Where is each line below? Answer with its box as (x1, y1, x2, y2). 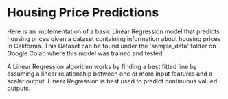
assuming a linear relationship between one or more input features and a (7, 70, 213, 78)
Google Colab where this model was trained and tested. (7, 49, 165, 57)
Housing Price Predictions (7, 5, 159, 20)
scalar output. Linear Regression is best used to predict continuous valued (7, 76, 218, 85)
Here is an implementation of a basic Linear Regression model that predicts (7, 27, 220, 36)
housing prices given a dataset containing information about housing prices (7, 34, 221, 42)
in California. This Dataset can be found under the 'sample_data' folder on (7, 42, 216, 50)
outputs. (7, 84, 31, 92)
